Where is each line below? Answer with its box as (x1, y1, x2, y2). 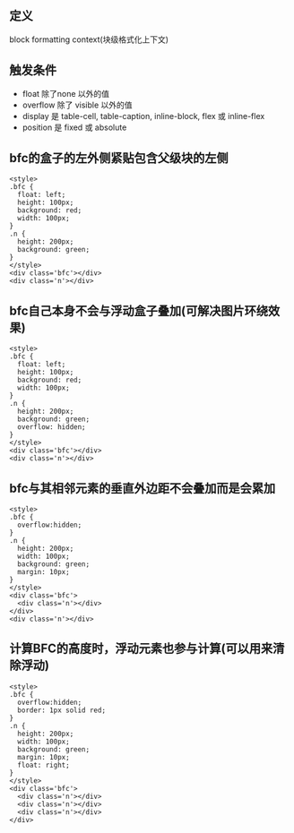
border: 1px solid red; (17, 706, 106, 715)
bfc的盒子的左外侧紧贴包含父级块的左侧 (9, 150, 229, 166)
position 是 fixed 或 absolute (22, 122, 127, 133)
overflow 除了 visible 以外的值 (22, 99, 133, 110)
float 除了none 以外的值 (22, 88, 110, 99)
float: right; (17, 760, 70, 769)
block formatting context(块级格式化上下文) (9, 34, 169, 45)
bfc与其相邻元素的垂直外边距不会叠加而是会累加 (9, 480, 276, 495)
